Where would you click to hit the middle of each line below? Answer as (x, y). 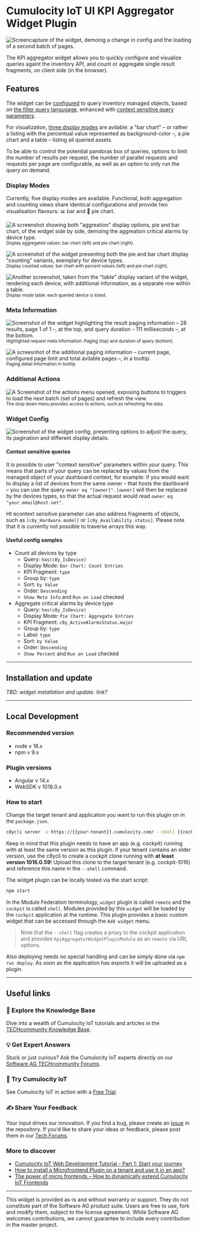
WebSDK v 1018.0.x (38, 787)
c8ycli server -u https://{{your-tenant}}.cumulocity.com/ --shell (91, 832)
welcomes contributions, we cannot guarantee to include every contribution (98, 1219)
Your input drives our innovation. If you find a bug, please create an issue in (98, 1123)
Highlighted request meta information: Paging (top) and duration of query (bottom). (90, 341)
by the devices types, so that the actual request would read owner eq (89, 496)
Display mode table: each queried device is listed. (57, 295)
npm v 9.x (27, 752)
